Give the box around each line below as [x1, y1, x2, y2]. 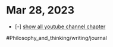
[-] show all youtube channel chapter [14, 23, 106, 30]
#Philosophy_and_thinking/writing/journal [6, 34, 107, 41]
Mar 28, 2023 [6, 4, 74, 17]
